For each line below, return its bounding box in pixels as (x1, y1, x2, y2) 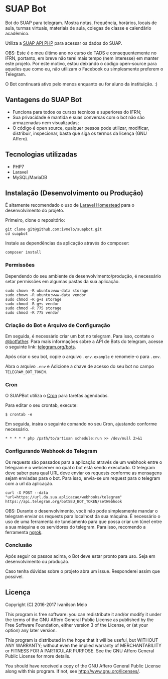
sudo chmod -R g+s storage (5, 297, 62, 302)
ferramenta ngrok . (5, 529, 43, 535)
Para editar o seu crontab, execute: (5, 402, 78, 408)
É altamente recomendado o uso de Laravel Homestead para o (5, 202, 134, 208)
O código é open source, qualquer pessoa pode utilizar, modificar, (12, 125, 149, 131)
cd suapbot (5, 231, 28, 236)
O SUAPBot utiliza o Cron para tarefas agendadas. (5, 393, 109, 399)
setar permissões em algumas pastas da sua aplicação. (5, 278, 120, 284)
